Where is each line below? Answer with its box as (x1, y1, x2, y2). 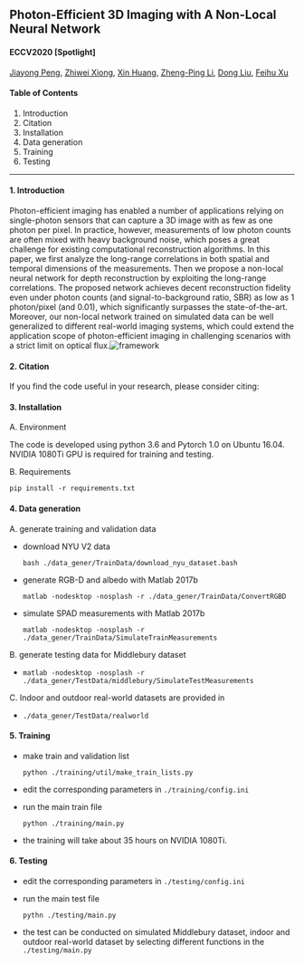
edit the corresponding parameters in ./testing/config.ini (22, 876, 245, 887)
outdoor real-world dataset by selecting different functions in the (22, 937, 265, 948)
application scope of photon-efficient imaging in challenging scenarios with (9, 331, 291, 341)
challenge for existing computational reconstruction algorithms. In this (9, 244, 271, 255)
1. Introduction (9, 185, 65, 196)
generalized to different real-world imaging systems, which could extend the (9, 321, 294, 332)
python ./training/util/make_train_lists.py (22, 767, 194, 777)
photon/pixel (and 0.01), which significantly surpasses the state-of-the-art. (9, 302, 288, 312)
